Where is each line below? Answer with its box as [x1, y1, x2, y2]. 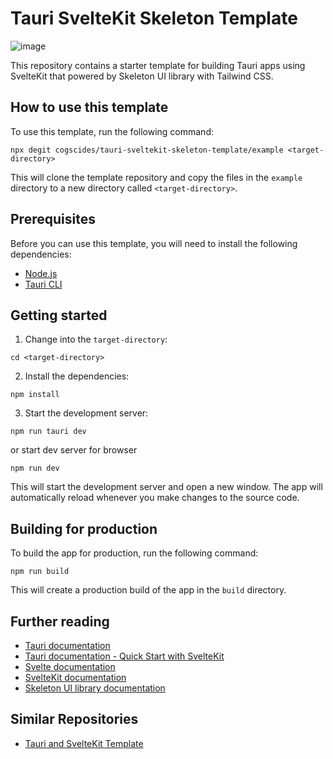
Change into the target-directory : [24, 333, 168, 346]
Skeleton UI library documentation [24, 682, 166, 694]
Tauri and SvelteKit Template [24, 737, 144, 749]
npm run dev [10, 463, 60, 474]
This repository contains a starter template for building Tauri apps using [10, 59, 306, 71]
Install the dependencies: [24, 370, 130, 382]
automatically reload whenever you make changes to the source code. [10, 492, 300, 504]
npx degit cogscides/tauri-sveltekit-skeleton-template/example [10, 145, 284, 155]
